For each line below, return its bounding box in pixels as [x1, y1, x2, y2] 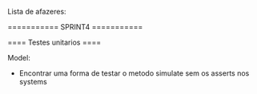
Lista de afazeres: [7, 7, 66, 16]
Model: [7, 53, 31, 62]
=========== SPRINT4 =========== [7, 22, 143, 31]
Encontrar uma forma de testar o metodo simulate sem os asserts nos [18, 69, 250, 78]
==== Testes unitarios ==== [7, 37, 102, 47]
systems [18, 77, 47, 86]
